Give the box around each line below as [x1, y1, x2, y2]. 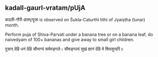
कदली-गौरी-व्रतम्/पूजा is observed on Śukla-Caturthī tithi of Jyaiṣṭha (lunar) [5, 16, 145, 22]
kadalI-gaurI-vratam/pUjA [5, 4, 86, 12]
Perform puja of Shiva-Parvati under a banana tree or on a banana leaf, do [5, 31, 154, 37]
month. [5, 22, 19, 28]
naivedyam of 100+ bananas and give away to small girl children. [5, 36, 135, 43]
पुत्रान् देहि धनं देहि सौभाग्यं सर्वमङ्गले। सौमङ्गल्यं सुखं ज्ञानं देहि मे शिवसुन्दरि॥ [5, 46, 124, 52]
